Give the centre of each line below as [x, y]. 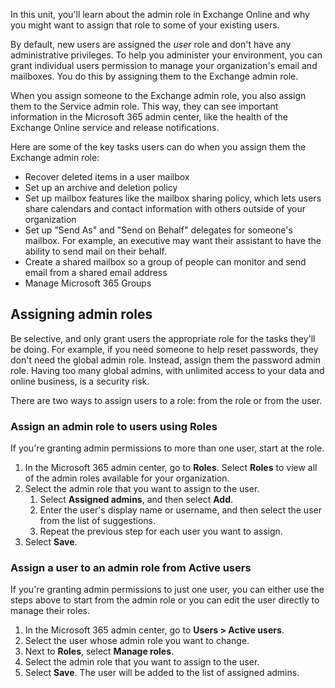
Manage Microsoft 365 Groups [88, 283]
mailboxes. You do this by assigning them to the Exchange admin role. [154, 76]
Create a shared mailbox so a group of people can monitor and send [165, 262]
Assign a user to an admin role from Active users [131, 568]
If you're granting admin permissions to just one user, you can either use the [167, 590]
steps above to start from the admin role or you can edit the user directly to [165, 600]
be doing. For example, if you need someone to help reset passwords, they [164, 349]
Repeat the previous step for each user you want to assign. [161, 531]
